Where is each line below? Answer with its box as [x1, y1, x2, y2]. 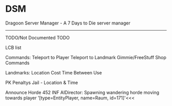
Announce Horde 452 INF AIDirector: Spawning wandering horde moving [5, 89, 160, 95]
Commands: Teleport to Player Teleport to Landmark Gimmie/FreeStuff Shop [5, 54, 166, 60]
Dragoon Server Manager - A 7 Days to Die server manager [5, 20, 131, 26]
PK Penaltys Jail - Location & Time [5, 79, 78, 86]
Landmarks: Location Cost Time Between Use [5, 69, 102, 75]
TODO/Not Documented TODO [5, 34, 70, 41]
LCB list [5, 44, 21, 50]
